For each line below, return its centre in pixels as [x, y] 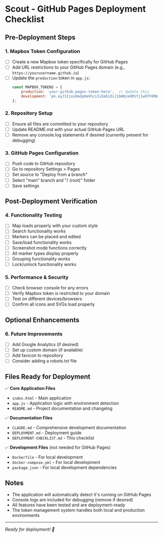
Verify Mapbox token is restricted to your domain [61, 293]
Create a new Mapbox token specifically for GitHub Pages [70, 61]
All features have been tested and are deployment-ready [68, 505]
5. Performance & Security [37, 277]
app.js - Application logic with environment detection [65, 403]
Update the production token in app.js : [51, 78]
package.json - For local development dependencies [64, 468]
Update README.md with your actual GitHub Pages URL [68, 129]
